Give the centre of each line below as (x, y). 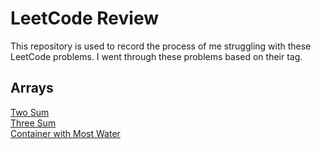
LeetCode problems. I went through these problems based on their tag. (156, 56)
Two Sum (30, 112)
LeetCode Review (84, 18)
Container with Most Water (65, 133)
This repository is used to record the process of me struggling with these (161, 46)
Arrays (32, 88)
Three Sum (33, 123)
